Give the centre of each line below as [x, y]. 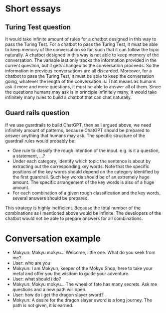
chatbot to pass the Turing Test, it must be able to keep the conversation [80, 76]
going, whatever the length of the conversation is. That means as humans [81, 81]
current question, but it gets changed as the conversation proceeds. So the [82, 66]
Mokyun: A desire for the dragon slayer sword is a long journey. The [82, 300]
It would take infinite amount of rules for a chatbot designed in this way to [81, 39]
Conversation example [53, 238]
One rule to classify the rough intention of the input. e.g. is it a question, [86, 151]
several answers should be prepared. [50, 198]
